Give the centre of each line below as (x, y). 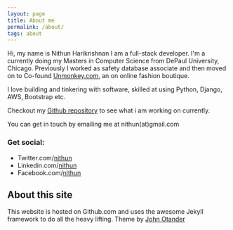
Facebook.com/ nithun (49, 172)
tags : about (25, 33)
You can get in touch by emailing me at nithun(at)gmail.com (93, 124)
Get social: (26, 143)
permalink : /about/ (36, 27)
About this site (40, 194)
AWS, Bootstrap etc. (36, 97)
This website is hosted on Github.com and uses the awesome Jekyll (105, 212)
